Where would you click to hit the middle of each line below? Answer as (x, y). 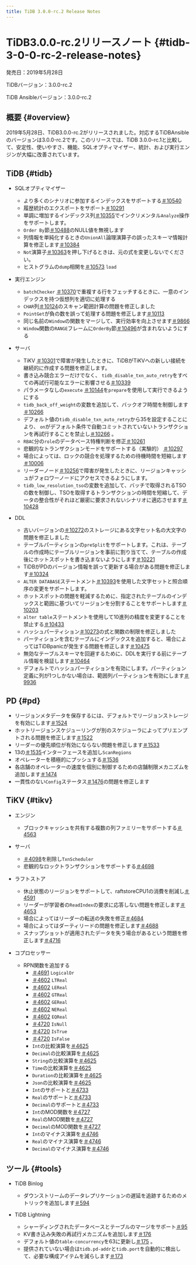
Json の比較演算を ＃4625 (62, 1083)
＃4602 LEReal (50, 987)
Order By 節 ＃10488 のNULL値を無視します (74, 230)
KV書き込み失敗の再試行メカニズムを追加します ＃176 (87, 1234)
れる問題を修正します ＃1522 (59, 738)
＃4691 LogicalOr (53, 972)
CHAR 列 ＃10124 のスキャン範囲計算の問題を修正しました (89, 306)
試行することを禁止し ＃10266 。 (78, 434)
